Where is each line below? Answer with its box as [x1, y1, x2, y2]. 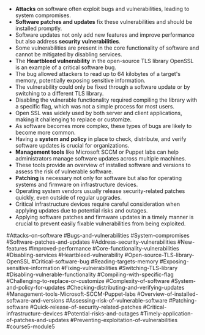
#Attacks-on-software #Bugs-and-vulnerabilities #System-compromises [6, 232, 190, 239]
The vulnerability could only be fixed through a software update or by [15, 83, 190, 91]
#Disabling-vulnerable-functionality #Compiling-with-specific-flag [6, 271, 174, 278]
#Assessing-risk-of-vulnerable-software [65, 297, 168, 304]
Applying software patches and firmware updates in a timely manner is [15, 214, 194, 220]
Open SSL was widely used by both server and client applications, [15, 110, 182, 116]
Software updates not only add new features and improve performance [15, 31, 195, 39]
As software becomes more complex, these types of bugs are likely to [15, 122, 192, 129]
